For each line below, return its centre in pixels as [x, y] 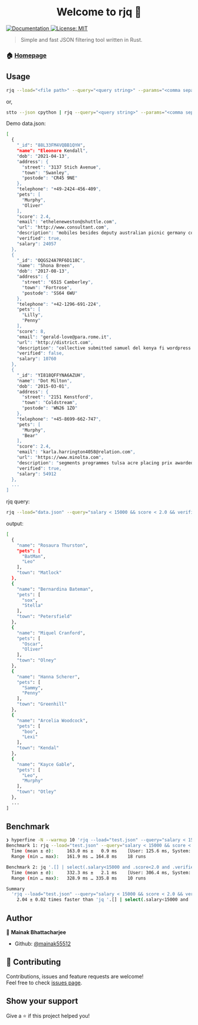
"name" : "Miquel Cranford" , [51, 633]
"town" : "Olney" [37, 660]
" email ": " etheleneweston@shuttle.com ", [67, 222]
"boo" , [30, 732]
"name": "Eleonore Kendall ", [52, 151]
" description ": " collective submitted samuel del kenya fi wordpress [104, 348]
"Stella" [32, 606]
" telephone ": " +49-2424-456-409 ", [59, 189]
